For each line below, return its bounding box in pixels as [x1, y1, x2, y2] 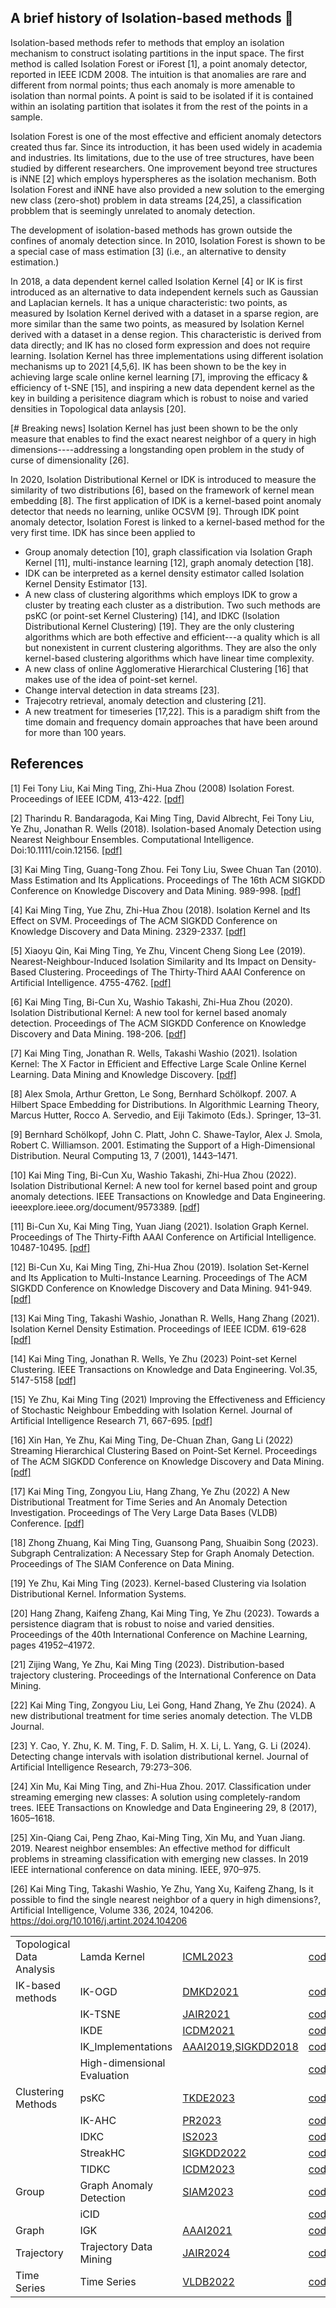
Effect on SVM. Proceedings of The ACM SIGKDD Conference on [10, 914, 278, 926]
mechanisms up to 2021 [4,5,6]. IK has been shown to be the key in [10, 360, 287, 372]
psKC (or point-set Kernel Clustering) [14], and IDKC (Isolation [24, 609, 280, 621]
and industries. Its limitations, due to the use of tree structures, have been [10, 151, 315, 163]
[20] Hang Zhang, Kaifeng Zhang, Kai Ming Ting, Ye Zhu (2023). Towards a [10, 1607, 320, 1619]
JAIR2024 [182, 2246, 231, 2260]
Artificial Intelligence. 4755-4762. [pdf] [10, 976, 172, 988]
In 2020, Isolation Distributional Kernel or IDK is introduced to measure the [10, 473, 317, 485]
